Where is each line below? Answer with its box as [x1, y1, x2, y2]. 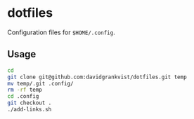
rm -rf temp [7, 86, 42, 94]
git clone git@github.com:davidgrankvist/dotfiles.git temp [7, 73, 188, 80]
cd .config [7, 93, 39, 100]
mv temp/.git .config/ [7, 80, 74, 87]
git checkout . [7, 99, 52, 106]
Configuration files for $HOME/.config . [7, 28, 115, 36]
